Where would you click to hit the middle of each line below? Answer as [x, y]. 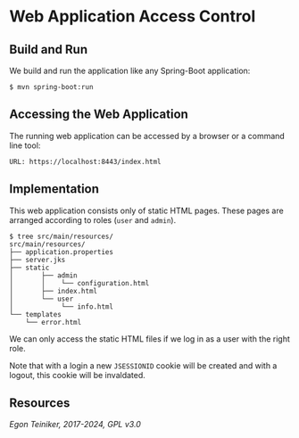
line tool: [25, 145]
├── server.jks [37, 260]
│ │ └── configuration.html [79, 283]
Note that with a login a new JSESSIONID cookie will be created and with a [143, 365]
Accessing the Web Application [99, 115]
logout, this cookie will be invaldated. [77, 375]
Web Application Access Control [133, 17]
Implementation [54, 189]
